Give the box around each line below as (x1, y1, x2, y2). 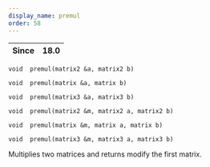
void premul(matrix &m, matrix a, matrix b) (8, 121, 163, 129)
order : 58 (8, 19, 42, 27)
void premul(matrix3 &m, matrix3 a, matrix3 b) (8, 135, 174, 143)
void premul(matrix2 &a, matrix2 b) (8, 65, 135, 73)
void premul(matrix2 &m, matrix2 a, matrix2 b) (8, 107, 174, 115)
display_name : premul (8, 11, 81, 20)
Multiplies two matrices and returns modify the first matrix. (8, 149, 202, 159)
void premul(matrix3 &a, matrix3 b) (8, 93, 135, 101)
